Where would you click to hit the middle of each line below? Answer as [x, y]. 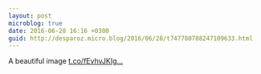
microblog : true [35, 23]
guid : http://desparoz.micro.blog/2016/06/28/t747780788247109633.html [130, 38]
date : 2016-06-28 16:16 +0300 [59, 31]
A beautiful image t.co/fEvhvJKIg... [66, 61]
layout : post [30, 16]
